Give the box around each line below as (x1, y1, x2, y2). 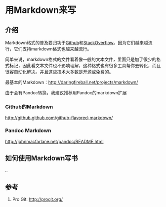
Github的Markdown (5, 103, 53, 110)
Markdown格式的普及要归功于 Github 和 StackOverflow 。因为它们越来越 (5, 40, 148, 45)
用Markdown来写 (5, 4, 77, 16)
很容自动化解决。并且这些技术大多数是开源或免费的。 (5, 69, 114, 75)
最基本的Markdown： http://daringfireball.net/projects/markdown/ (5, 80, 138, 85)
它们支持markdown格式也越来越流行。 (13, 46, 92, 52)
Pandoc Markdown (5, 127, 51, 134)
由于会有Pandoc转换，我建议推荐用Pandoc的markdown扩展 (5, 90, 127, 95)
